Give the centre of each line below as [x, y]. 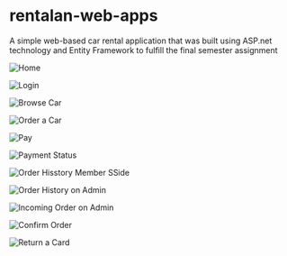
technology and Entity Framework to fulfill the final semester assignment [143, 50]
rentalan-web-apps [84, 16]
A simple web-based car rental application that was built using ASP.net [141, 41]
